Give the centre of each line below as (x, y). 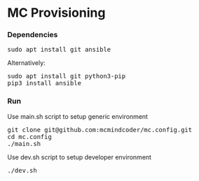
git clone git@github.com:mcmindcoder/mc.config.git (100, 130)
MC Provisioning (56, 13)
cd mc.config (30, 137)
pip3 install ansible (44, 83)
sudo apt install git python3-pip (67, 76)
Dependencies (33, 35)
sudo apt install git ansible (59, 50)
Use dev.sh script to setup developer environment (80, 157)
